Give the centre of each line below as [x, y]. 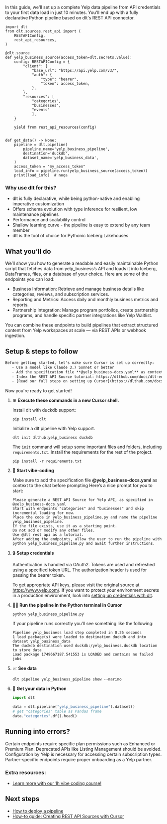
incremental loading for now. [44, 513]
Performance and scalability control [49, 220]
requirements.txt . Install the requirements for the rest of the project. [83, 452]
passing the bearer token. [39, 575]
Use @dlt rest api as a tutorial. [48, 535]
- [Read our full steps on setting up [52, 381]
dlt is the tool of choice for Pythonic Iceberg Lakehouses [70, 236]
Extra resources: [26, 772]
